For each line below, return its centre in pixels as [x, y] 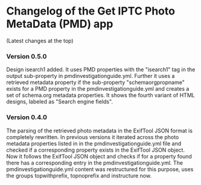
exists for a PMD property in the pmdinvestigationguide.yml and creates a [98, 89]
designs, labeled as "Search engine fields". [60, 102]
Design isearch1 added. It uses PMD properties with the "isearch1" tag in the [101, 70]
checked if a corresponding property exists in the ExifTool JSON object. [96, 150]
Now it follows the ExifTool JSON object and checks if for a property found [99, 156]
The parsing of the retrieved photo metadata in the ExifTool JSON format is [100, 131]
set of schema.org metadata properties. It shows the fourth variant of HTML [101, 96]
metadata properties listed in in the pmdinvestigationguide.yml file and [94, 143]
